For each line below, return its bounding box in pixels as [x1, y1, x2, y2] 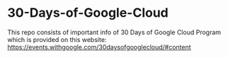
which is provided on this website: [7, 35, 107, 43]
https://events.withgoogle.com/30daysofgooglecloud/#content [7, 43, 191, 51]
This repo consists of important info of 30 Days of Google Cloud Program [7, 28, 222, 36]
